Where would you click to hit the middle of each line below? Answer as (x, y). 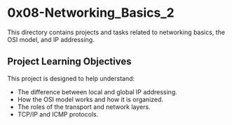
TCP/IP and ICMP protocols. (58, 114)
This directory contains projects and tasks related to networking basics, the (116, 32)
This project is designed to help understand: (71, 78)
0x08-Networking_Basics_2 (91, 13)
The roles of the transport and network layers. (84, 107)
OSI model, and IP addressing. (51, 39)
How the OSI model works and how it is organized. (90, 99)
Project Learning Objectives (69, 62)
